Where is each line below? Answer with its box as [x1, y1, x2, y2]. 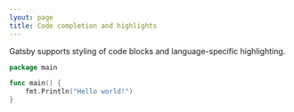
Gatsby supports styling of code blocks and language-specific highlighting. [9, 45, 286, 56]
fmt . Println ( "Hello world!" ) [25, 87, 134, 96]
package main [9, 63, 58, 72]
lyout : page [9, 12, 53, 22]
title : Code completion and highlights [9, 21, 158, 30]
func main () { [9, 79, 62, 88]
